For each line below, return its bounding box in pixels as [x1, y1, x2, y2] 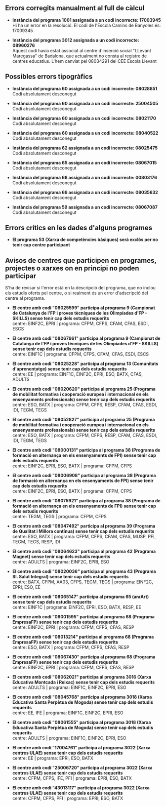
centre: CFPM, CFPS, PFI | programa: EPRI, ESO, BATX [12, 795, 124, 802]
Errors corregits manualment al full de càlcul [5, 4, 145, 12]
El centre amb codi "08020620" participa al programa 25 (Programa [12, 386, 156, 392]
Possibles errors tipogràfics [5, 73, 93, 81]
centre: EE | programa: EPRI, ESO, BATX [12, 755, 93, 761]
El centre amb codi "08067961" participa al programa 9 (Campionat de [12, 335, 161, 341]
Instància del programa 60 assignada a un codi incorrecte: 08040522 [12, 130, 159, 136]
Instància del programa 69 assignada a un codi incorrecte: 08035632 [12, 189, 158, 195]
